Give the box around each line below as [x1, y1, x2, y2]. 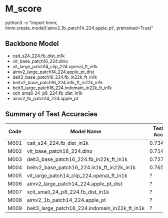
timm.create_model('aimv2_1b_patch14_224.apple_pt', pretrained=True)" [5, 25, 153, 31]
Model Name [70, 128, 101, 135]
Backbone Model [5, 40, 59, 48]
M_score [5, 3, 42, 15]
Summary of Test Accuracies [5, 110, 98, 118]
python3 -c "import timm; [5, 20, 57, 26]
